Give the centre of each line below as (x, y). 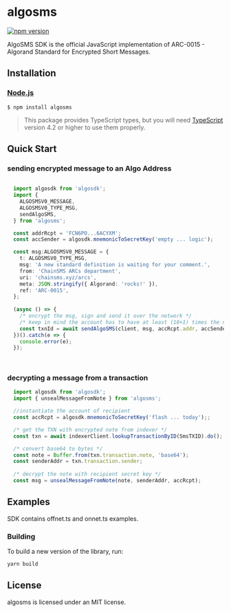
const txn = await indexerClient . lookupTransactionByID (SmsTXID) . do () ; (118, 436)
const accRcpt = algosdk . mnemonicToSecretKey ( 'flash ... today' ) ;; (112, 418)
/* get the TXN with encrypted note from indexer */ (90, 430)
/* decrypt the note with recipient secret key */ (87, 474)
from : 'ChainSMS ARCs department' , (70, 271)
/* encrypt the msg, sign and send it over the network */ (106, 316)
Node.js (21, 93)
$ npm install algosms (40, 107)
